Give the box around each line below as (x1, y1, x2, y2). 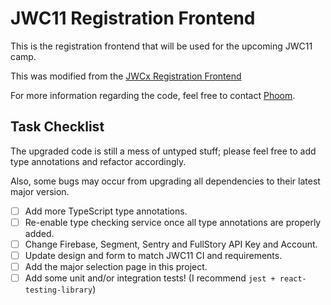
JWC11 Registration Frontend (10, 7, 256, 30)
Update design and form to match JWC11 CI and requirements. (24, 249, 283, 261)
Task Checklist (10, 118, 105, 136)
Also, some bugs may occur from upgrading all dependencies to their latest (10, 175, 321, 187)
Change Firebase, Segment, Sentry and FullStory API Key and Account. (24, 238, 318, 250)
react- (279, 274, 307, 284)
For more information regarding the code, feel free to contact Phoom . (10, 89, 296, 101)
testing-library (24, 285, 93, 296)
